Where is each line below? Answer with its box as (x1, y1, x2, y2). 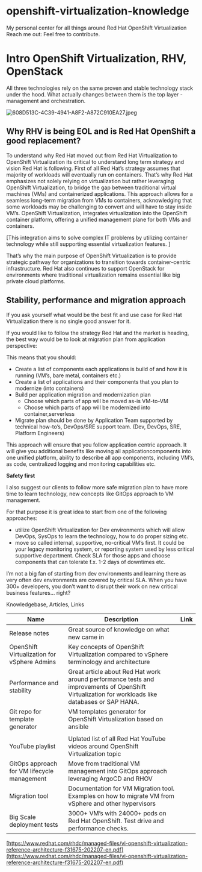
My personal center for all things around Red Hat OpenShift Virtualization (6, 24, 187, 31)
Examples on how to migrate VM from (68, 791, 174, 800)
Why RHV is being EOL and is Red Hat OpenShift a (6, 127, 196, 137)
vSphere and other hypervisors (68, 799, 156, 808)
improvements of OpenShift (68, 682, 146, 691)
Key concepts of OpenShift (68, 642, 144, 651)
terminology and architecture (68, 657, 150, 666)
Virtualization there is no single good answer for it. (6, 318, 131, 325)
